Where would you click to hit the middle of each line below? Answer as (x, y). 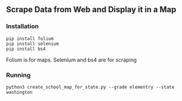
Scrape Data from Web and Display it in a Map (91, 10)
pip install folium (30, 38)
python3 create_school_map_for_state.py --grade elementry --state (90, 87)
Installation (23, 26)
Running (18, 75)
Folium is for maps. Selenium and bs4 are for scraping (71, 60)
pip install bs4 (26, 49)
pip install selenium (33, 43)
